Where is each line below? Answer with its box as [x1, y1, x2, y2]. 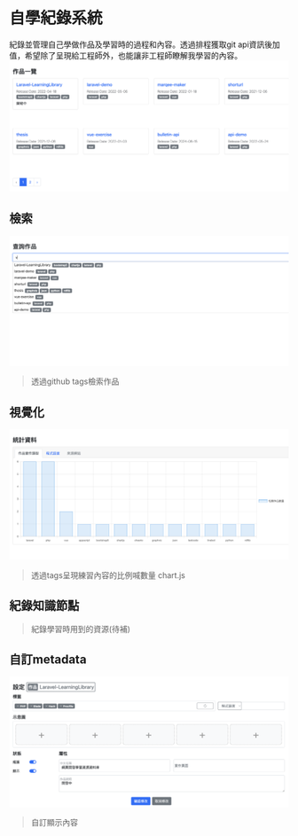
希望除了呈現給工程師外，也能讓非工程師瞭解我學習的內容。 [24, 50, 242, 60]
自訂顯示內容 [30, 817, 78, 828]
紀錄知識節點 [9, 598, 80, 613]
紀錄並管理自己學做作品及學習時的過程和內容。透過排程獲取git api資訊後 [9, 39, 273, 50]
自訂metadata [9, 652, 87, 668]
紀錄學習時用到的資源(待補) [30, 623, 131, 634]
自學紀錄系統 [9, 8, 104, 28]
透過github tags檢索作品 [30, 376, 120, 387]
